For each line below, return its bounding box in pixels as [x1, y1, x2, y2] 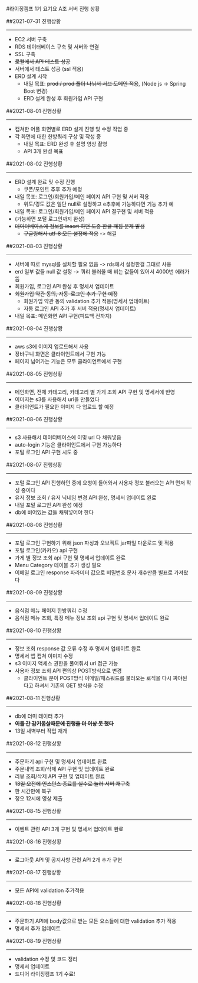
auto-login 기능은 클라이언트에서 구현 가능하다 [14, 441, 122, 448]
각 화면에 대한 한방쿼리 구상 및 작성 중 [14, 133, 101, 140]
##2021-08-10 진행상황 [6, 627, 62, 634]
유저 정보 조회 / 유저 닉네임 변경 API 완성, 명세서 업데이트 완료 [14, 494, 157, 501]
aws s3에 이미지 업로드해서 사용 [14, 343, 89, 350]
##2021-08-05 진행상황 [6, 370, 63, 377]
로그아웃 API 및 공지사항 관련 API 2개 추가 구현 [14, 856, 123, 863]
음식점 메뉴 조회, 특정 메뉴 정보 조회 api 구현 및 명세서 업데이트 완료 [14, 614, 170, 621]
